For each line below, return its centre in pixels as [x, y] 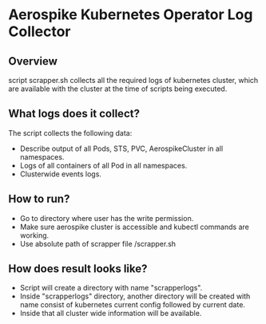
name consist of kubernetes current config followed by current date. [133, 305]
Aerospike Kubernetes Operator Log [131, 15]
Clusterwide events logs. [61, 174]
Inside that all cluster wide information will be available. [111, 314]
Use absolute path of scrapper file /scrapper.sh [98, 243]
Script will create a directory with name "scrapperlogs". [111, 288]
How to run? [39, 199]
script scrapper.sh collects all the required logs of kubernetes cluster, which [133, 80]
